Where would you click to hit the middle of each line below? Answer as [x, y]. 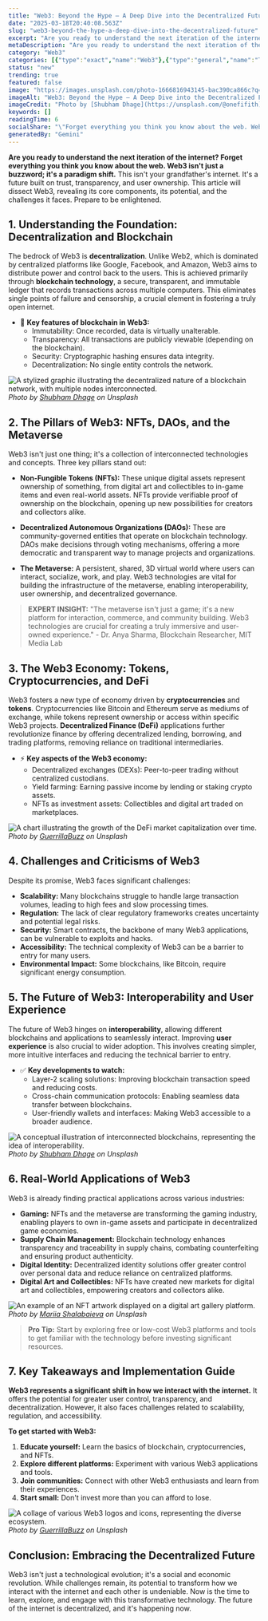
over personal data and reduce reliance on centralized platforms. [126, 1273]
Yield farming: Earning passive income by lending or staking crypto [142, 787]
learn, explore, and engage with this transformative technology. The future [130, 1600]
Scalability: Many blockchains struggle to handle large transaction [129, 896]
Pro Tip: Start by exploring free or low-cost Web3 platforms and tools [142, 1329]
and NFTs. [37, 1455]
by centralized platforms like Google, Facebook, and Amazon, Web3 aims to [133, 265]
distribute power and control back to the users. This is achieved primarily [128, 273]
